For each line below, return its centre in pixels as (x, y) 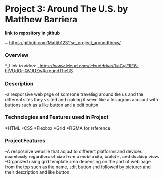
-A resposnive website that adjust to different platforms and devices (73, 151)
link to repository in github (33, 33)
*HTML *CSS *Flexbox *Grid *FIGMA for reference (58, 128)
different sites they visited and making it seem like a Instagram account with (82, 99)
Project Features (25, 140)
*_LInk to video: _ (23, 66)
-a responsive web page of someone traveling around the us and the (74, 94)
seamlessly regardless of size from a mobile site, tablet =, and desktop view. (82, 157)
